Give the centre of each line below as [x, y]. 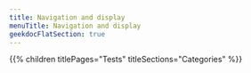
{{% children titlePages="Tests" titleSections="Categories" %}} [126, 60]
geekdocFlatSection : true [57, 34]
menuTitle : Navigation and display [75, 26]
